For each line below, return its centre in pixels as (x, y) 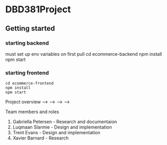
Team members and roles (32, 112)
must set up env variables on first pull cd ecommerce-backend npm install (84, 54)
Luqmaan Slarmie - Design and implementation (62, 127)
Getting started (30, 28)
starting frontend (27, 73)
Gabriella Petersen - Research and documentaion (65, 122)
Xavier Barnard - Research (41, 138)
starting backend (27, 43)
